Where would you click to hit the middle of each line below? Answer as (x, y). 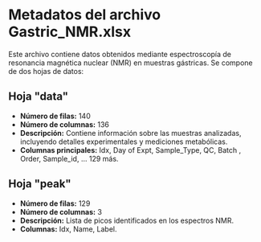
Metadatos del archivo (85, 15)
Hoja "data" (39, 97)
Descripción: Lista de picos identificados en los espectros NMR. (127, 220)
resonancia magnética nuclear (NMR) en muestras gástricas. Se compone (130, 63)
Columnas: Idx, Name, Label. (69, 229)
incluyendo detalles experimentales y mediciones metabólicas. (124, 142)
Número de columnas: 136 (65, 124)
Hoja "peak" (40, 184)
